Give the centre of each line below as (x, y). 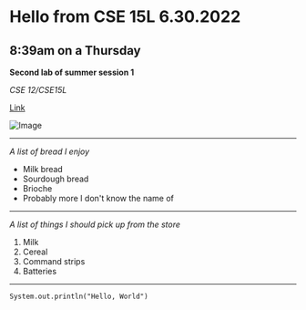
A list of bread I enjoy (50, 151)
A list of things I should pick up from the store (95, 224)
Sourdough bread (56, 179)
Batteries (40, 271)
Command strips (54, 261)
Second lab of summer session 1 (72, 72)
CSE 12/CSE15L (38, 90)
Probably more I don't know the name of (98, 198)
